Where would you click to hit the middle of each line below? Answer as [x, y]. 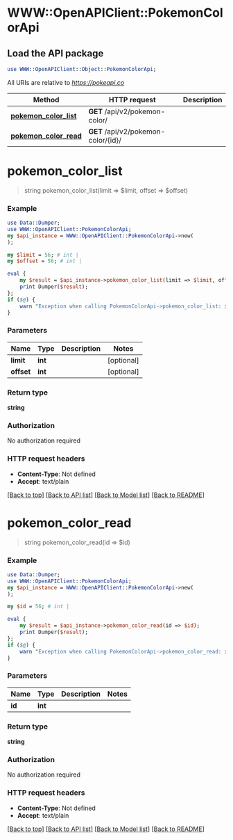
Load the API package [55, 53]
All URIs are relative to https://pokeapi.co [66, 82]
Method [46, 100]
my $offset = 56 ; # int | [44, 261]
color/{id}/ [105, 140]
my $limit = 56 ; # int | [43, 255]
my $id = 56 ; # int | [38, 607]
